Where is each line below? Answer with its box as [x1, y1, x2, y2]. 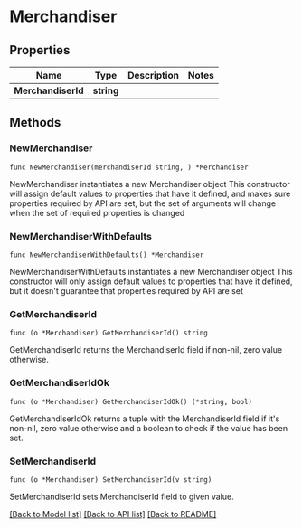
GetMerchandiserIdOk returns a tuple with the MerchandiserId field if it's [9, 413, 280, 424]
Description [127, 70, 179, 81]
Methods [9, 115, 61, 130]
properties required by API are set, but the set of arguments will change [9, 197, 277, 209]
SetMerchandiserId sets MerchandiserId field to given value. [9, 491, 234, 502]
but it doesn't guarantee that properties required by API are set [9, 285, 244, 296]
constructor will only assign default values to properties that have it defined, [9, 276, 293, 287]
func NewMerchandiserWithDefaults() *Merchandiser [9, 250, 204, 259]
